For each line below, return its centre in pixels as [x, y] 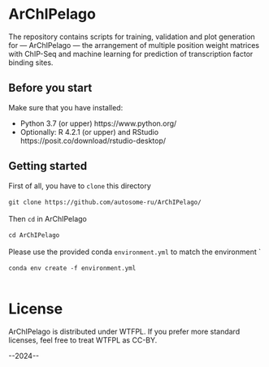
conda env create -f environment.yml [72, 268]
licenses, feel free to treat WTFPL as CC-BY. [83, 340]
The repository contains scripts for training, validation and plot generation [132, 37]
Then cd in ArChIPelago [48, 218]
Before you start [50, 88]
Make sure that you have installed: [66, 107]
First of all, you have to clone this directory [80, 186]
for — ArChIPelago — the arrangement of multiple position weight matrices [134, 45]
